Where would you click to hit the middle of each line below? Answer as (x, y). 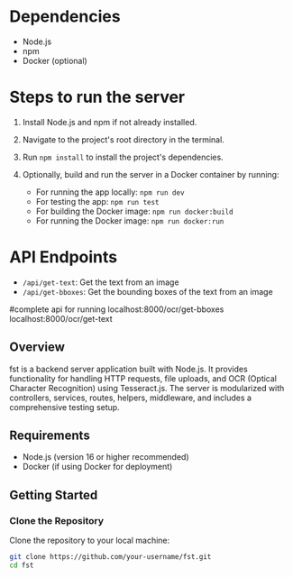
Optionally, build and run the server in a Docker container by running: (151, 174)
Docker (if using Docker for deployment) (97, 467)
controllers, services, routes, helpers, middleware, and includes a (131, 398)
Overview (37, 348)
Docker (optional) (55, 60)
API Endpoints (64, 257)
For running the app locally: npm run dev (110, 192)
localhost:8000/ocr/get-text (61, 318)
